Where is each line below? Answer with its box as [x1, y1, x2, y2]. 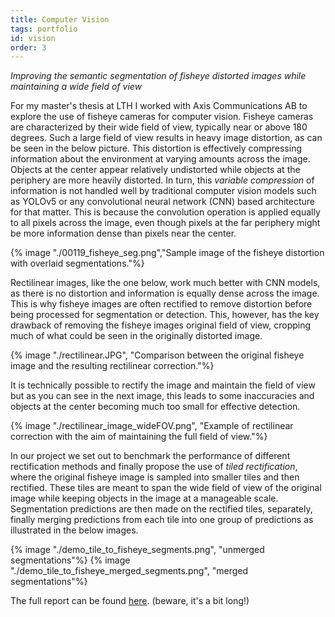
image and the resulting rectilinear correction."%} [10, 360, 215, 372]
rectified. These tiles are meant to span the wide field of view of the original [10, 482, 322, 494]
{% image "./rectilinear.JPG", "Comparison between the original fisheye [10, 349, 305, 361]
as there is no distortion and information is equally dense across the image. [10, 287, 320, 300]
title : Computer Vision [10, 14, 110, 25]
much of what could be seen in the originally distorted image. [10, 330, 263, 342]
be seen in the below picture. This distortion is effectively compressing [10, 142, 302, 155]
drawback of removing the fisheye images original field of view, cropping [10, 319, 312, 331]
